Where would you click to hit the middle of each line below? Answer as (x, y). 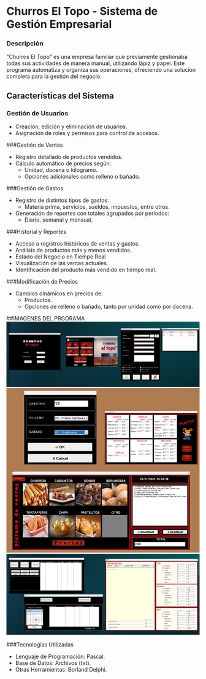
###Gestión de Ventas (35, 145)
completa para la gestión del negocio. (54, 76)
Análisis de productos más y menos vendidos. (73, 250)
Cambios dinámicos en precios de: (59, 293)
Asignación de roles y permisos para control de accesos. (87, 133)
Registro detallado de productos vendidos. (69, 157)
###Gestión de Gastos (35, 188)
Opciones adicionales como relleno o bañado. (82, 177)
